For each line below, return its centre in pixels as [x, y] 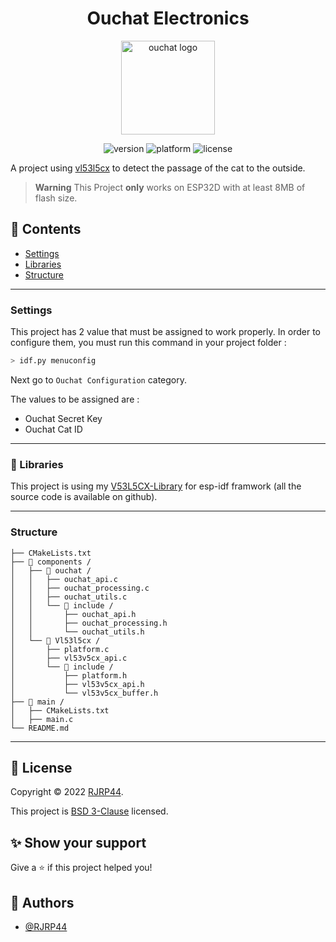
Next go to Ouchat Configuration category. [99, 379]
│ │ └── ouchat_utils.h [77, 632]
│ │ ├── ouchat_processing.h [89, 623]
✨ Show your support [78, 842]
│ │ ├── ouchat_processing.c [80, 588]
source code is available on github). [84, 497]
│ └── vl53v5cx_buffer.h [84, 693]
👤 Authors [42, 902]
